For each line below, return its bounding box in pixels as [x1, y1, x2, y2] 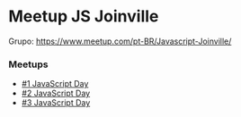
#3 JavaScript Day [21, 97, 91, 108]
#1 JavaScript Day [21, 79, 89, 89]
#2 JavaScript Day [21, 88, 91, 99]
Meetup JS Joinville [8, 6, 159, 27]
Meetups [8, 58, 49, 71]
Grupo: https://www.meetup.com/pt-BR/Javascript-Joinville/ [8, 36, 232, 46]
